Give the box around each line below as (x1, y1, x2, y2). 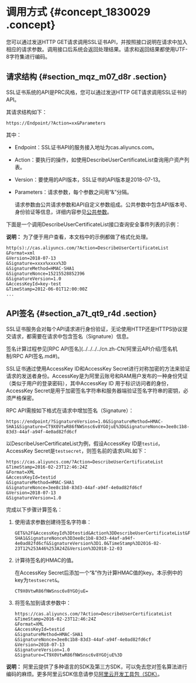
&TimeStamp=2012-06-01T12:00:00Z (6, 286, 88, 292)
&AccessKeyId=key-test (6, 281, 61, 287)
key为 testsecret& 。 (14, 576, 63, 583)
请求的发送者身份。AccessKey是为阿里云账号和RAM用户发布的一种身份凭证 (6, 372, 188, 379)
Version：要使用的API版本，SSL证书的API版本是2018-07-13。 (14, 176, 164, 183)
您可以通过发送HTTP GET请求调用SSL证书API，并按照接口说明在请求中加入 (6, 38, 188, 45)
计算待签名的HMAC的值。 (14, 556, 77, 564)
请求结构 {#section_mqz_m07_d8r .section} (6, 72, 167, 82)
